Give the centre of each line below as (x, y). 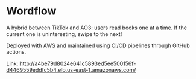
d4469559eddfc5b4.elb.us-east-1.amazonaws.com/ (71, 69)
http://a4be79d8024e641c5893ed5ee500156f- (78, 63)
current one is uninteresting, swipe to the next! (64, 34)
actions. (16, 51)
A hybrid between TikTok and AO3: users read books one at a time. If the (96, 28)
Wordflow (31, 11)
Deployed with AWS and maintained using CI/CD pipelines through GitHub (98, 45)
